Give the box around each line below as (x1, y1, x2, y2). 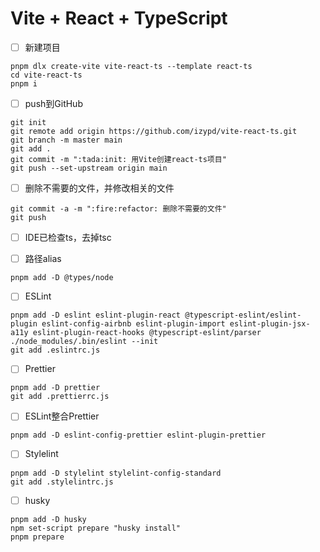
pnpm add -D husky (10, 514, 87, 524)
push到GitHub (24, 98, 83, 109)
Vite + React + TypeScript (10, 7, 228, 30)
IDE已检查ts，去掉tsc (24, 232, 112, 244)
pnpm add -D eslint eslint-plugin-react (10, 310, 182, 321)
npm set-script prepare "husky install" (10, 523, 182, 533)
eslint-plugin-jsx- (229, 319, 311, 329)
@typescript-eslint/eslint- (184, 310, 302, 321)
